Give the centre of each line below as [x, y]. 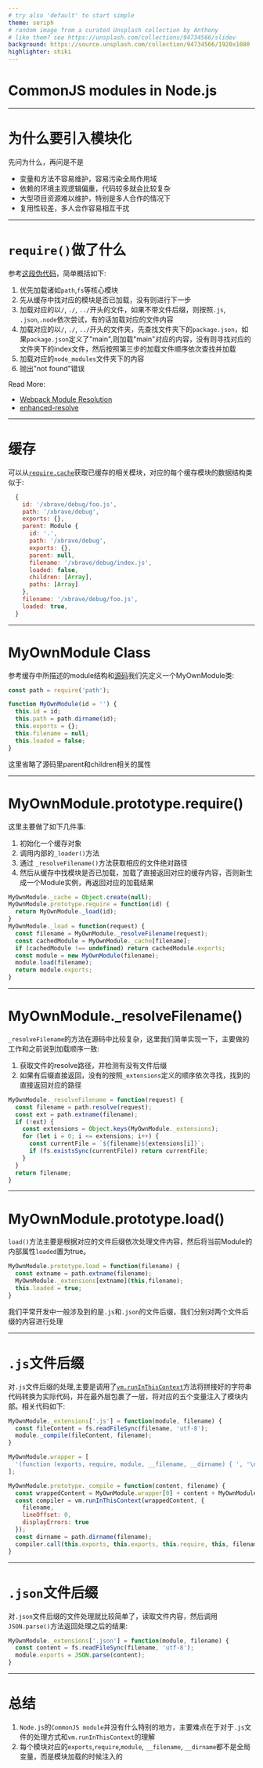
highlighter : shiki [40, 52]
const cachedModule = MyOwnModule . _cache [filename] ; [103, 941]
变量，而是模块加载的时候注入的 [71, 1756]
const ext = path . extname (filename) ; [77, 1114]
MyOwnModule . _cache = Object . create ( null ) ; [80, 897]
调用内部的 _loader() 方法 [59, 853]
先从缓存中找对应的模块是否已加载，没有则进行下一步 [105, 300]
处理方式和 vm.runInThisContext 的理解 [94, 1737]
